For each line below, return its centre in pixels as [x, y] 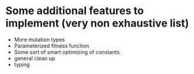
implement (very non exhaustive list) [97, 23]
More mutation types [40, 39]
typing [22, 64]
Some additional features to [75, 11]
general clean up [34, 58]
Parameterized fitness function [52, 46]
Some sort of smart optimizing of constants [67, 52]
